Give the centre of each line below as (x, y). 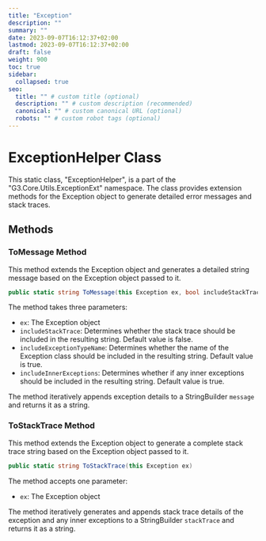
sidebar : (23, 74)
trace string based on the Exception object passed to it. (99, 451)
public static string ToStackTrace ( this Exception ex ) (101, 466)
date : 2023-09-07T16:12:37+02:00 (63, 38)
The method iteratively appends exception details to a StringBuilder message (131, 397)
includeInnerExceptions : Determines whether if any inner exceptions (132, 373)
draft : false (30, 52)
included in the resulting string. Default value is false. (106, 339)
